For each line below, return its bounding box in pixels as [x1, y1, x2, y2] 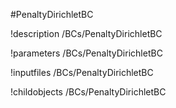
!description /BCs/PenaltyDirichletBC [10, 28, 163, 39]
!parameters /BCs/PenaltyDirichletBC [10, 47, 163, 59]
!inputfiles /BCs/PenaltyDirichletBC [10, 67, 154, 78]
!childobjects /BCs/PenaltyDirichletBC [10, 86, 167, 98]
